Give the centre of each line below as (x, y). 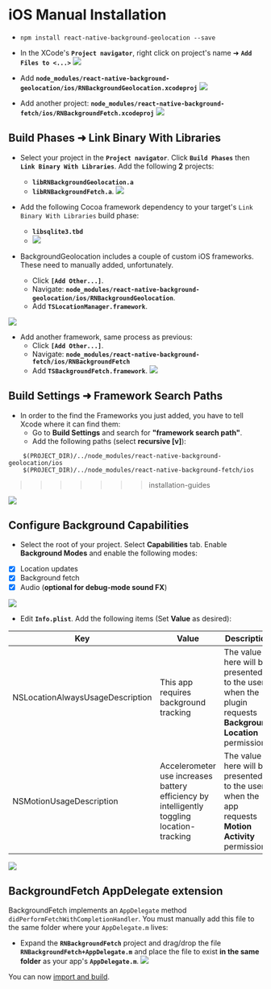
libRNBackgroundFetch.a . (73, 191)
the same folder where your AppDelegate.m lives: (88, 928)
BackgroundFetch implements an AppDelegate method (98, 910)
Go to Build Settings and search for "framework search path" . (137, 432)
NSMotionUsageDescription (65, 801)
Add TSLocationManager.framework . (90, 306)
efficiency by (185, 796)
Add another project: (54, 103)
